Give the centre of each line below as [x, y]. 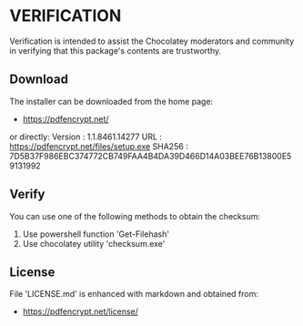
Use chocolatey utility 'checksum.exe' [94, 243]
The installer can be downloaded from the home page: [111, 101]
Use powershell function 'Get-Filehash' [96, 234]
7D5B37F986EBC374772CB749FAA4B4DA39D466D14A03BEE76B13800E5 [151, 156]
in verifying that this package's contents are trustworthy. [116, 50]
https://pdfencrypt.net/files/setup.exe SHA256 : [99, 146]
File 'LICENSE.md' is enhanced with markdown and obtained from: [134, 294]
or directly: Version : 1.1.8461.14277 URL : [86, 137]
